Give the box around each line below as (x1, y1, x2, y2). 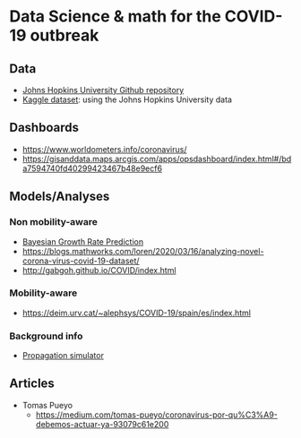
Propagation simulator (21, 350, 105, 361)
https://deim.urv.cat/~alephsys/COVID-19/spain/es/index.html (21, 307, 252, 318)
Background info (9, 330, 83, 342)
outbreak (30, 25, 99, 46)
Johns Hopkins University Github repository (21, 85, 185, 95)
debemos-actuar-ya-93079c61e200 (35, 418, 169, 429)
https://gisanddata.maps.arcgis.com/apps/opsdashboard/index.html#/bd (21, 153, 292, 164)
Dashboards (9, 120, 79, 135)
